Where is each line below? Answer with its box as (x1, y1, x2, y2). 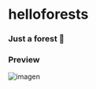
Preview (8, 55, 40, 66)
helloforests (8, 5, 89, 23)
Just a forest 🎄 (8, 34, 65, 44)
